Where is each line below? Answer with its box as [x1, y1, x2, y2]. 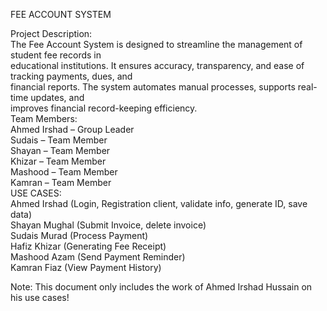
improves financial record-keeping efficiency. [10, 102, 198, 114]
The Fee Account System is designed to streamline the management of [10, 39, 303, 50]
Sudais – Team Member [10, 134, 108, 146]
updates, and [30, 92, 85, 103]
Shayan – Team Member [10, 145, 111, 156]
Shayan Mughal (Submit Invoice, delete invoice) [10, 219, 207, 231]
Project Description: [10, 28, 93, 39]
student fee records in [10, 49, 102, 61]
